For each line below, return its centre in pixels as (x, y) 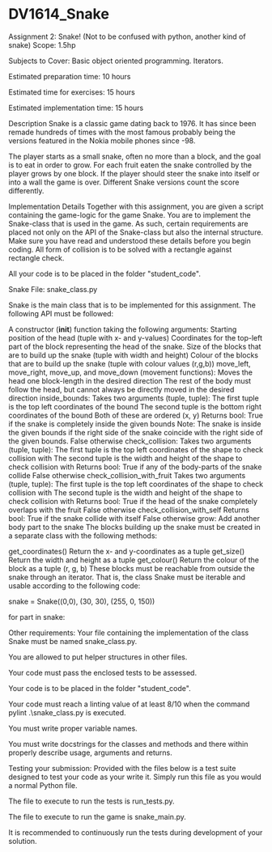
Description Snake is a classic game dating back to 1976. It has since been (132, 123)
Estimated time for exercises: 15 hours (72, 92)
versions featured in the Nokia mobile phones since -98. (102, 140)
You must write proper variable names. (73, 728)
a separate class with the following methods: (83, 536)
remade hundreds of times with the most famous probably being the (122, 132)
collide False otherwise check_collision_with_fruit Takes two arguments (127, 475)
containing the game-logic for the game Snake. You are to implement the (130, 214)
